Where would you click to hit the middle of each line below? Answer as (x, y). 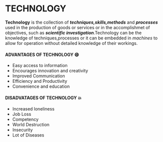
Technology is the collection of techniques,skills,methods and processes (81, 22)
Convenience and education (41, 86)
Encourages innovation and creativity (50, 71)
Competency (25, 119)
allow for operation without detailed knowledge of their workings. (71, 43)
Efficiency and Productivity (40, 81)
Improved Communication (39, 76)
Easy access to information (40, 66)
